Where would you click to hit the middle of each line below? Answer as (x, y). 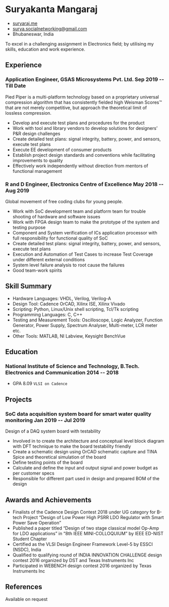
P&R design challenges (36, 133)
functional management (37, 171)
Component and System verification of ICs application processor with (85, 232)
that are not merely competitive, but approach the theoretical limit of (76, 108)
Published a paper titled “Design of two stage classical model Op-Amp (86, 528)
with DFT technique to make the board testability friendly (72, 446)
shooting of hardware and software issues (57, 216)
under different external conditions (48, 259)
